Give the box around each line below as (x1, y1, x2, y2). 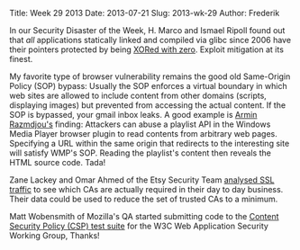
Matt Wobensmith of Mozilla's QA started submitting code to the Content (9, 211, 279, 221)
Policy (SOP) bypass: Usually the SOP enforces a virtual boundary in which (9, 81, 287, 91)
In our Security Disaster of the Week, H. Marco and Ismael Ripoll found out (9, 25, 286, 35)
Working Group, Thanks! (9, 230, 101, 241)
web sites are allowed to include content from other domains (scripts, (9, 90, 268, 101)
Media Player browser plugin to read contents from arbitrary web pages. (9, 129, 277, 138)
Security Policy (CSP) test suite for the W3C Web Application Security (9, 220, 268, 231)
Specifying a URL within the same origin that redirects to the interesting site (9, 138, 290, 148)
